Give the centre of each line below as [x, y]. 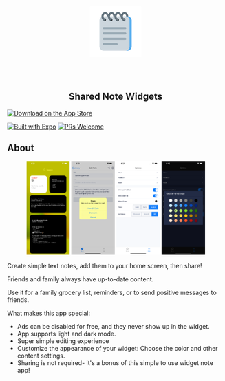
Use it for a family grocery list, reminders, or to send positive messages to [112, 292]
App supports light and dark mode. [66, 334]
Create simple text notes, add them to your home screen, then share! [105, 265]
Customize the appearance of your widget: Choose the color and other [117, 348]
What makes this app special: [49, 313]
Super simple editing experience [63, 341]
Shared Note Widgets [116, 97]
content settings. [41, 356]
